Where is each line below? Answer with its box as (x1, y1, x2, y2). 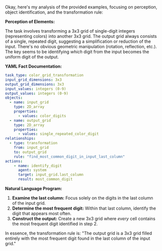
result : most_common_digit (18, 177, 73, 182)
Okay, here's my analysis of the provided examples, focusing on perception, (5, 4, 158, 10)
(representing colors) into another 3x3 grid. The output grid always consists (5, 34, 157, 39)
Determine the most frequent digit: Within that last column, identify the (12, 205, 156, 211)
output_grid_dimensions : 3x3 (5, 82, 64, 87)
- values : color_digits (18, 113, 67, 118)
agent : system (18, 168, 47, 173)
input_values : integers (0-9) (5, 86, 67, 91)
